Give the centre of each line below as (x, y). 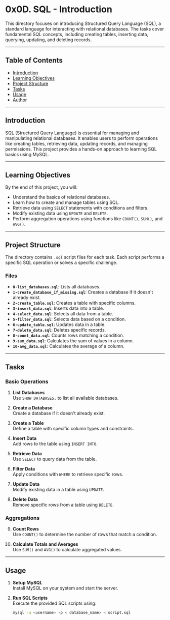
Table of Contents (34, 60)
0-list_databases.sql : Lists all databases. (56, 287)
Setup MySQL (27, 583)
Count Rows (26, 529)
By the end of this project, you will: (41, 187)
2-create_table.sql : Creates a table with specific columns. (74, 303)
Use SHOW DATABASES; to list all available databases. (66, 398)
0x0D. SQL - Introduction (59, 9)
